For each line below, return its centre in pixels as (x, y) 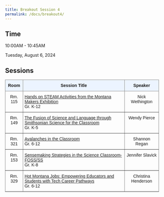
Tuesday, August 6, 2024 (30, 55)
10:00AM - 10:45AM (25, 46)
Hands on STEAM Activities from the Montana (68, 97)
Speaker (142, 86)
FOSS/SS (34, 160)
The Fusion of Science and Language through (68, 118)
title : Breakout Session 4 (32, 10)
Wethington (142, 102)
